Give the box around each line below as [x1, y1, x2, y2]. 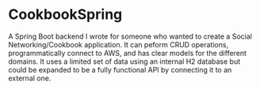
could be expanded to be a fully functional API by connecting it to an [8, 65, 232, 74]
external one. [8, 73, 52, 83]
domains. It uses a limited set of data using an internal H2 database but [8, 57, 241, 66]
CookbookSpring [8, 6, 123, 24]
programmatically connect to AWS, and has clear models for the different [8, 48, 247, 57]
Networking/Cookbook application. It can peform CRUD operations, [8, 39, 228, 49]
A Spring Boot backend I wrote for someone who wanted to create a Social [8, 32, 252, 41]
